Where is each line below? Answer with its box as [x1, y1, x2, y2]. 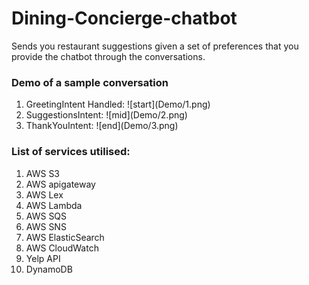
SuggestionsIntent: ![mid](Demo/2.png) [25, 109, 188, 121]
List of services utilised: [11, 145, 131, 159]
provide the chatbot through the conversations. [11, 50, 206, 62]
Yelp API [25, 252, 61, 264]
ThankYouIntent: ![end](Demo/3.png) [25, 120, 179, 132]
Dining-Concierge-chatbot [11, 7, 238, 30]
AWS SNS [25, 220, 67, 232]
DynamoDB [25, 263, 73, 275]
